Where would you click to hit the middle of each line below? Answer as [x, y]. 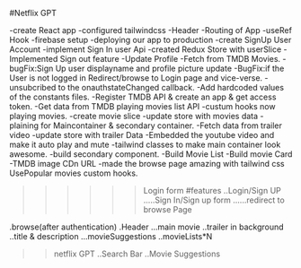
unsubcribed [33, 87]
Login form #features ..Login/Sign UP [212, 190]
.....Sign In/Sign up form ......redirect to [214, 200]
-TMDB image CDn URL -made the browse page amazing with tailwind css [147, 164]
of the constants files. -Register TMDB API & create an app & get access [143, 97]
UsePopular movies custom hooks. [74, 173]
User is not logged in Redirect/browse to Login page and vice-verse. [136, 78]
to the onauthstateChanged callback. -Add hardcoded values [171, 87]
